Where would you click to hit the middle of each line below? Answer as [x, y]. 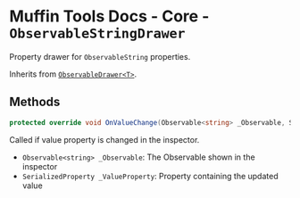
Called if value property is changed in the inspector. [104, 139]
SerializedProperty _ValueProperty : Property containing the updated [150, 176]
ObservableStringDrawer [97, 33]
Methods [35, 102]
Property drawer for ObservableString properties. [100, 56]
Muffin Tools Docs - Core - [109, 16]
